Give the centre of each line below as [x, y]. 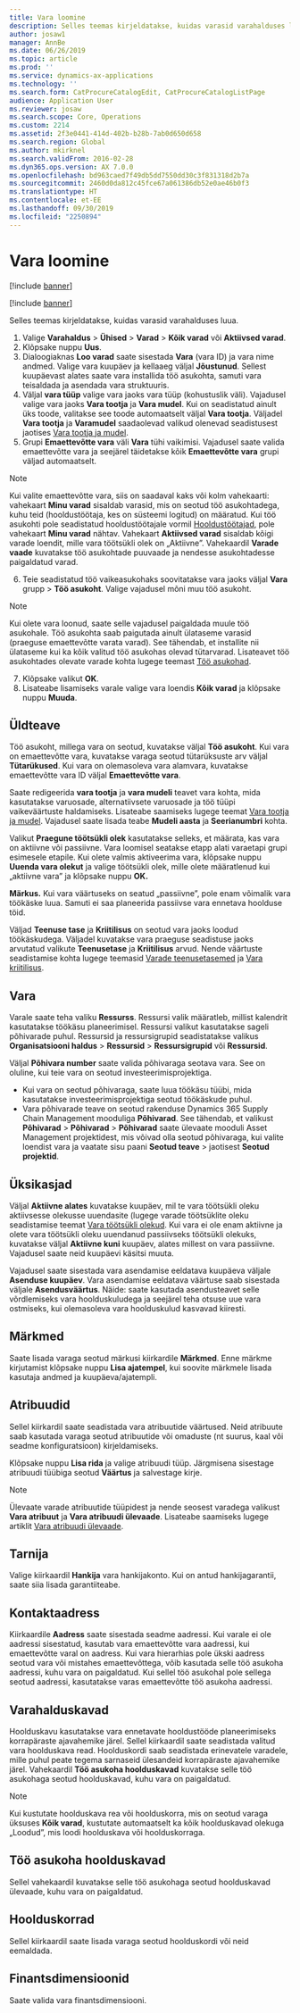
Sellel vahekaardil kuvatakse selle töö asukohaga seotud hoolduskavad [140, 1882]
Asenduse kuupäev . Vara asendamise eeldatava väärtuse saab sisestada [145, 1280]
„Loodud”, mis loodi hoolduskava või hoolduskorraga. [107, 1833]
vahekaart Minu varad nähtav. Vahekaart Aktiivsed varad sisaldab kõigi [142, 533]
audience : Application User [62, 100]
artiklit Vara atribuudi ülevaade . [67, 1526]
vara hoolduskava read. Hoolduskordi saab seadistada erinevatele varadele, [149, 1751]
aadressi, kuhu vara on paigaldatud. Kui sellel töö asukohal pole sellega [140, 1672]
